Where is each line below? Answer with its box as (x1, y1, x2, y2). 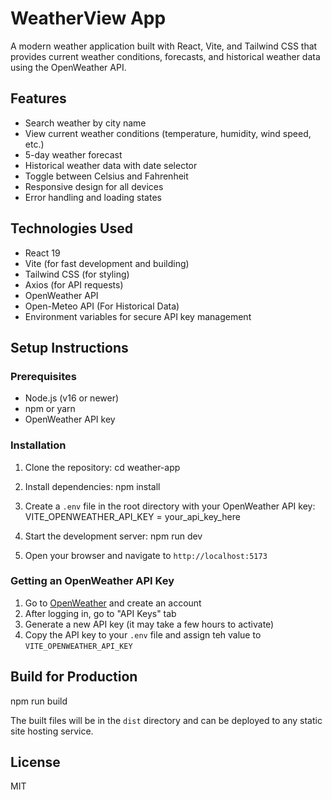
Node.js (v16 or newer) (24, 392, 120, 404)
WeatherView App (10, 7, 167, 30)
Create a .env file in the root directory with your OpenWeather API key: (24, 500, 316, 512)
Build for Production (10, 668, 138, 686)
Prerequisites (10, 369, 77, 383)
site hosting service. (10, 725, 94, 737)
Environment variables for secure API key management (24, 310, 252, 322)
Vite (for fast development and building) (24, 257, 190, 269)
